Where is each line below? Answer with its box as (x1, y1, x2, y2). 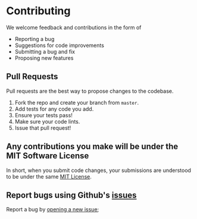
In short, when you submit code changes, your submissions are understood (6, 167, 192, 174)
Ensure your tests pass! (14, 111, 73, 118)
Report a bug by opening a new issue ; (6, 206, 99, 213)
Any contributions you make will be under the (6, 142, 179, 152)
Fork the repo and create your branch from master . (14, 99, 139, 106)
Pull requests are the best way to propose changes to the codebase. (6, 87, 174, 95)
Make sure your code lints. (14, 118, 80, 125)
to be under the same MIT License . (6, 173, 92, 180)
